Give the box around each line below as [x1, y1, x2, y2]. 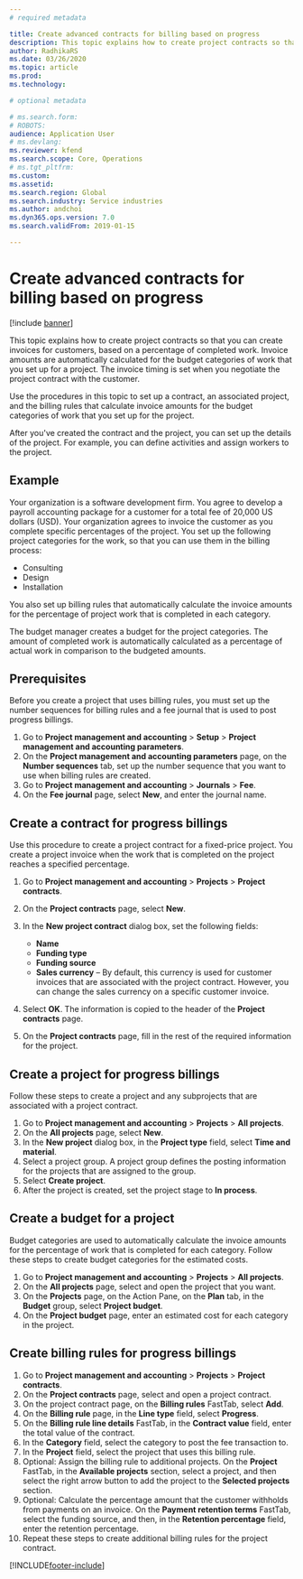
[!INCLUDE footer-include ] [9, 1559, 106, 1571]
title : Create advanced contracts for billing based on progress [9, 29, 260, 39]
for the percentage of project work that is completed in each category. [9, 608, 271, 619]
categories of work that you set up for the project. [9, 410, 195, 421]
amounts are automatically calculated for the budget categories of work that [9, 354, 293, 365]
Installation [22, 581, 64, 592]
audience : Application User [9, 129, 115, 138]
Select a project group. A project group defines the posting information [22, 1156, 287, 1167]
